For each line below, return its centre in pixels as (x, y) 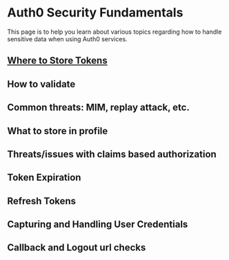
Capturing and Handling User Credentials (98, 225)
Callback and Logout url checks (77, 248)
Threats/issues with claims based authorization (112, 154)
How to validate (41, 84)
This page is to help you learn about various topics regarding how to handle (114, 32)
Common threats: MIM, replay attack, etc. (98, 108)
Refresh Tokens (42, 201)
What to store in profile (58, 131)
